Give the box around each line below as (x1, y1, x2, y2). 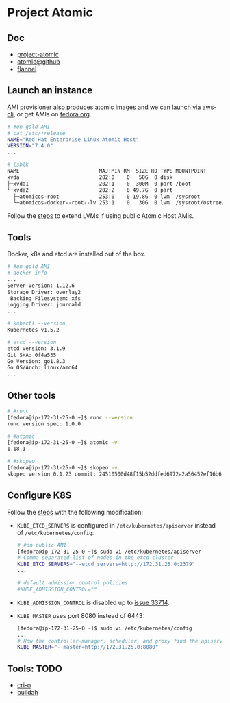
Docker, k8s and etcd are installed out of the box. (7, 250, 146, 258)
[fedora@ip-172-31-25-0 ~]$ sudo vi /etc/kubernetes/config (16, 625, 192, 632)
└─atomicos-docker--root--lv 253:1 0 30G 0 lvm (13, 199, 170, 206)
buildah (16, 689, 39, 697)
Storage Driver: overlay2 (7, 288, 81, 295)
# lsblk (7, 161, 29, 169)
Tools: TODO (7, 663, 63, 674)
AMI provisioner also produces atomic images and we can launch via (7, 103, 201, 111)
